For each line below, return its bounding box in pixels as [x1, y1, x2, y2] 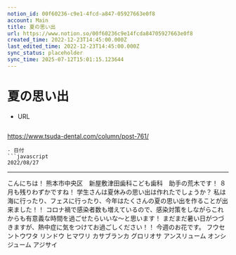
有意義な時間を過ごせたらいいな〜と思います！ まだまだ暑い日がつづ [25, 214, 225, 222]
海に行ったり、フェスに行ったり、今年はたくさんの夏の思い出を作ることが [7, 196, 223, 204]
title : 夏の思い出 [7, 23, 56, 30]
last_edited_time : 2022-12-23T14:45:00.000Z [7, 43, 140, 50]
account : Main [7, 17, 49, 24]
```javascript [7, 152, 49, 160]
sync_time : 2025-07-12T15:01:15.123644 [7, 56, 124, 63]
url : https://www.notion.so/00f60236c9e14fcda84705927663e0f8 [7, 30, 193, 37]
